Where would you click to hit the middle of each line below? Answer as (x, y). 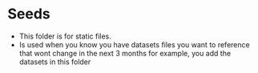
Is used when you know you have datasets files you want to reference (134, 44)
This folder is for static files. (65, 36)
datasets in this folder (55, 62)
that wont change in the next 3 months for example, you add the (125, 53)
